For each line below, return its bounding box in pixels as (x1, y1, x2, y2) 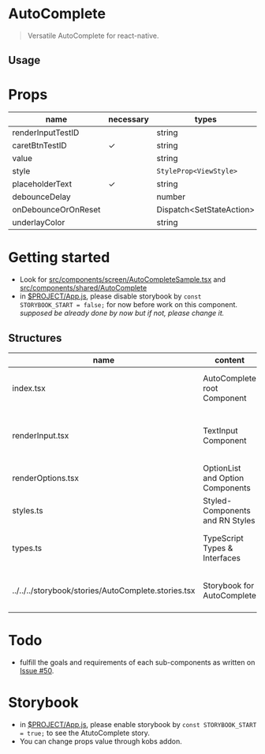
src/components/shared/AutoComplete (19, 283, 147, 293)
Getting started (8, 249, 110, 267)
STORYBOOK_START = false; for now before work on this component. (19, 300, 238, 309)
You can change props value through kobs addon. (19, 736, 183, 746)
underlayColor (12, 217, 65, 228)
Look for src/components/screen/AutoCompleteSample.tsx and (19, 275, 226, 284)
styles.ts (12, 505, 43, 516)
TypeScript (203, 533, 244, 544)
